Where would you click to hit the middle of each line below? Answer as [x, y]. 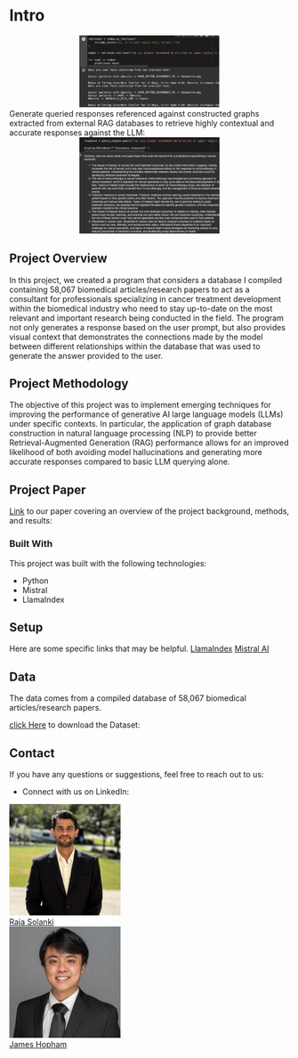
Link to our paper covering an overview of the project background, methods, [149, 511]
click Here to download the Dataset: [75, 725]
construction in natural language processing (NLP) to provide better [133, 434]
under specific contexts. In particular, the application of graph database [141, 424]
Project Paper [48, 489]
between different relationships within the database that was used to [135, 346]
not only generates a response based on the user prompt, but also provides [148, 327]
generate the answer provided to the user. [86, 355]
